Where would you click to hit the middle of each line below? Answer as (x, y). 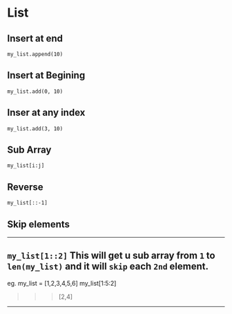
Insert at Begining (46, 75)
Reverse (25, 187)
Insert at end (35, 38)
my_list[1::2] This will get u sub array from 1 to (111, 255)
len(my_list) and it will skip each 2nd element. (108, 267)
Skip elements (39, 224)
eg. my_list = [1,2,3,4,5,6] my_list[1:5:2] (62, 283)
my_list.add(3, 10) (35, 129)
